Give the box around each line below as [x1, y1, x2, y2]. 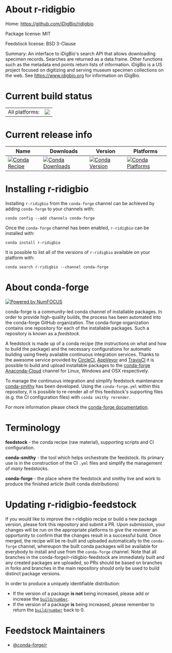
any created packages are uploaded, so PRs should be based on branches [5, 559, 163, 566]
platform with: [5, 255, 35, 261]
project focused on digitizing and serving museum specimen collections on [5, 67, 164, 73]
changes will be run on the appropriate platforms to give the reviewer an [5, 527, 158, 533]
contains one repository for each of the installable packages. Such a [5, 325, 149, 331]
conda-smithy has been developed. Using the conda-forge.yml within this [5, 383, 160, 389]
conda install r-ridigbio [5, 240, 60, 245]
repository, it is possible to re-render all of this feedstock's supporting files [5, 388, 163, 394]
